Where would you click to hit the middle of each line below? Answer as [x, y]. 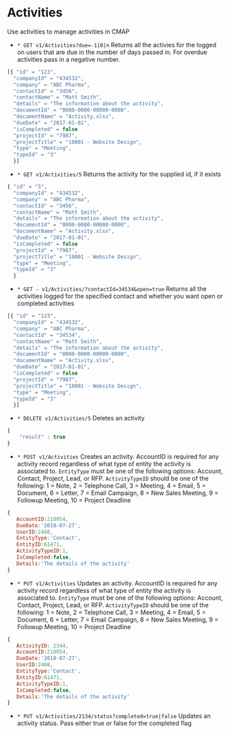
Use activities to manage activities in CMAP [68, 31]
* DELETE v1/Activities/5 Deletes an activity [81, 418]
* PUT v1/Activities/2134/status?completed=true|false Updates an [114, 716]
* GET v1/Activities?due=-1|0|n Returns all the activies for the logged [117, 45]
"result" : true [43, 437]
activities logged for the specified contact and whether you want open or [120, 296]
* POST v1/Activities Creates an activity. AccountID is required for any [118, 456]
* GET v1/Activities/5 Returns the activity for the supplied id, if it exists [119, 174]
